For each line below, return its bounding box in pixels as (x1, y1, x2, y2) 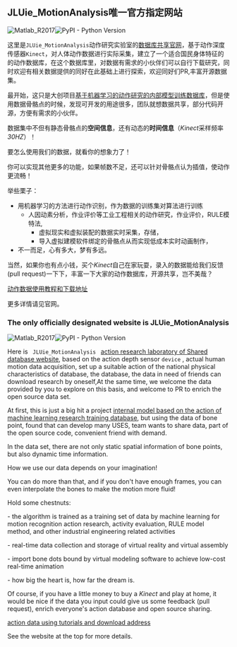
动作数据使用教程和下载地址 (7, 284, 88, 293)
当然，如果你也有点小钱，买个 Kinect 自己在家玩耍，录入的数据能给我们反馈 (7, 260, 224, 269)
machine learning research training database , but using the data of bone (7, 414, 218, 422)
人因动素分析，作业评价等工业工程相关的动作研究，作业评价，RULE (28, 210, 224, 218)
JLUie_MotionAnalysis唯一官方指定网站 (7, 6, 183, 19)
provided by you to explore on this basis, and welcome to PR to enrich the (7, 385, 222, 394)
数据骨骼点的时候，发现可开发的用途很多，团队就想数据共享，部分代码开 (13, 100, 224, 108)
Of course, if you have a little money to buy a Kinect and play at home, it (7, 590, 217, 598)
